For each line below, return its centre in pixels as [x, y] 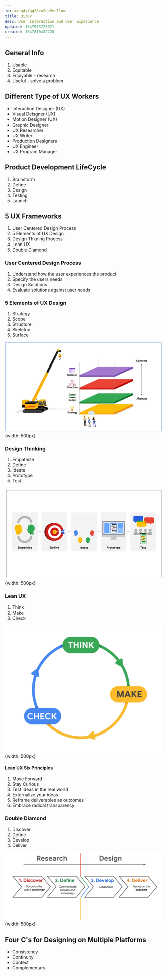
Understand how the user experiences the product [64, 274]
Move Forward [27, 779]
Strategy [21, 313]
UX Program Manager [35, 151]
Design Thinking [25, 448]
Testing [20, 195]
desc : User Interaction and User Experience [52, 21]
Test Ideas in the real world [40, 789]
